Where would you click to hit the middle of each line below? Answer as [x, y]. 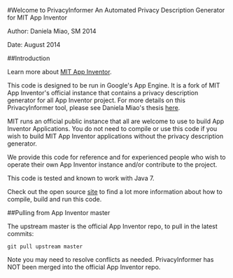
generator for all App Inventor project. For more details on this [96, 100]
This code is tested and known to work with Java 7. [81, 178]
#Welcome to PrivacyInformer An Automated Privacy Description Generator [116, 10]
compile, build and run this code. [55, 199]
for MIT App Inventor [37, 18]
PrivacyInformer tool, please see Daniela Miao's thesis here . [94, 107]
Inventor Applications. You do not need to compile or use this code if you [112, 128]
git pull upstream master [45, 246]
